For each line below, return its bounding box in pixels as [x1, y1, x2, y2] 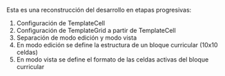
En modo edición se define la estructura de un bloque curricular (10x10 [16, 41, 218, 49]
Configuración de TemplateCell [16, 19, 105, 27]
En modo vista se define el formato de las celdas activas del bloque [16, 55, 209, 64]
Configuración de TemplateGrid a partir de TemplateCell [16, 27, 177, 34]
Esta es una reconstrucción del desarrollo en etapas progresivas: [6, 6, 192, 14]
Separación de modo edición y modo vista [16, 34, 137, 42]
